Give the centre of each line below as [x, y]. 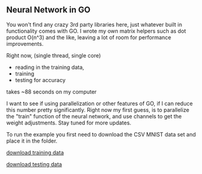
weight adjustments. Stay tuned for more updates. [69, 123]
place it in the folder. [32, 141]
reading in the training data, [49, 67]
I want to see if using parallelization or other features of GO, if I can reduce [99, 103]
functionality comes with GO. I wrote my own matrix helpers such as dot [96, 31]
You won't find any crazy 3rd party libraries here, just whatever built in [94, 24]
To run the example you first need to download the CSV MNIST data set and [101, 134]
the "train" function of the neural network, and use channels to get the [94, 116]
